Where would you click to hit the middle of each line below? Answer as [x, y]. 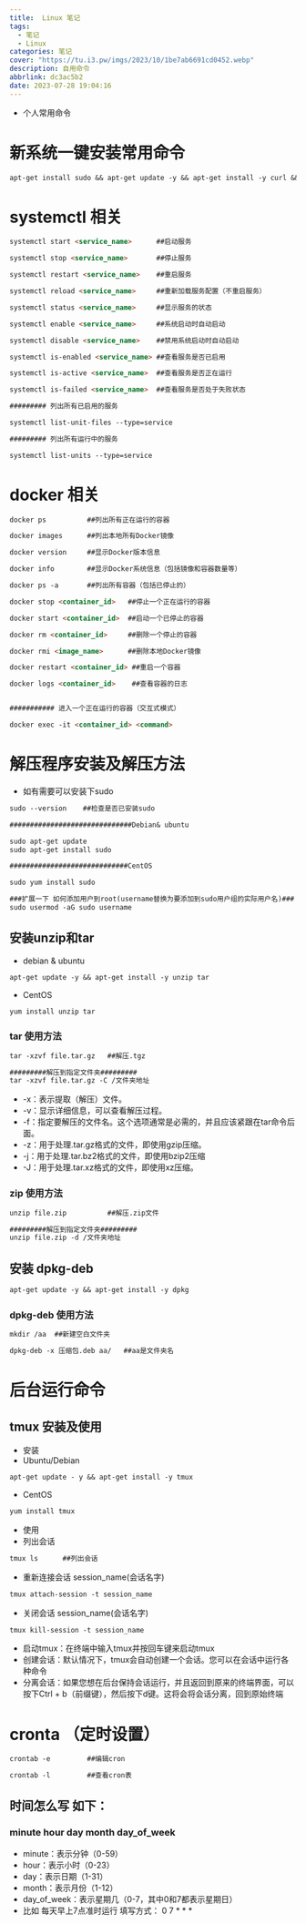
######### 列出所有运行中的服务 [64, 439]
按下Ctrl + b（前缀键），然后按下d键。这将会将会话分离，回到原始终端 [153, 1694]
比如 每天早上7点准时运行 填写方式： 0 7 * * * [107, 1910]
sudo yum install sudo [52, 883]
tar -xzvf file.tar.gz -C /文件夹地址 [80, 1081]
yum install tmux [42, 1511]
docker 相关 [55, 495]
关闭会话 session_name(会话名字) [85, 1613]
